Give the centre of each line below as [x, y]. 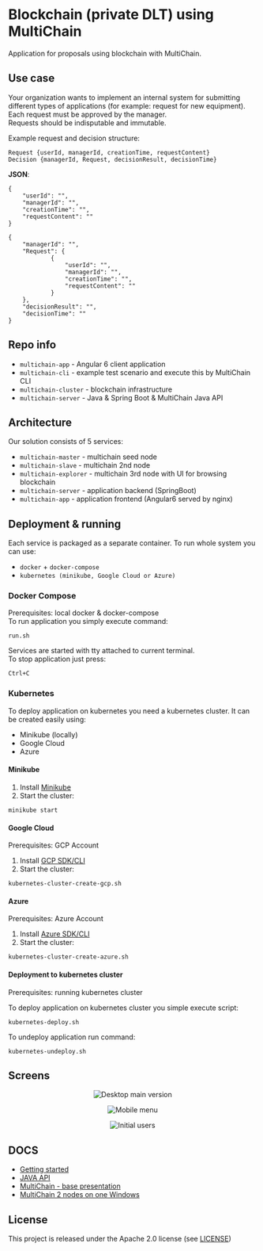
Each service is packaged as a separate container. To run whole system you [132, 543]
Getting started [44, 1169]
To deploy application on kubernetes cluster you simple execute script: [124, 1008]
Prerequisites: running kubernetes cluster [76, 992]
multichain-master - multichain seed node [88, 457]
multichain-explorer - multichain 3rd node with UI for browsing [123, 474]
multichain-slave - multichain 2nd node [85, 465]
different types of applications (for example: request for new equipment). [127, 105]
